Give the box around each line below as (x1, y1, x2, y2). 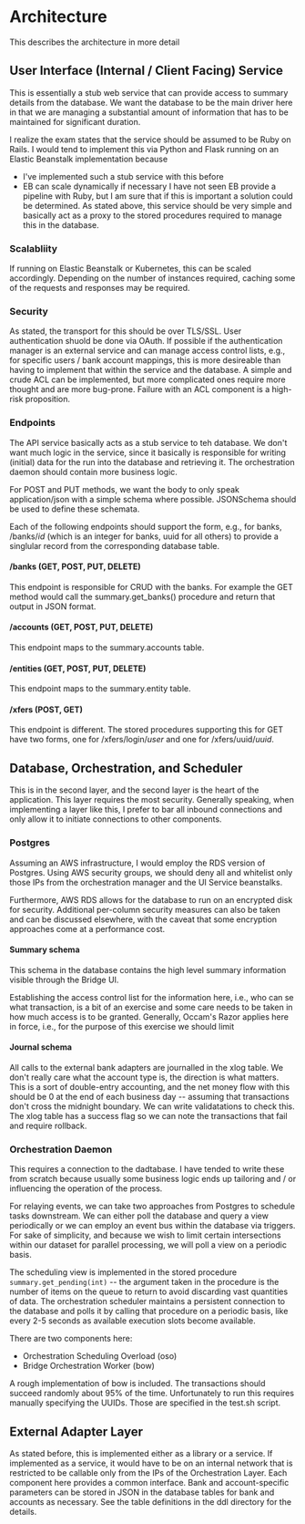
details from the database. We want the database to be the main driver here (9, 97, 293, 108)
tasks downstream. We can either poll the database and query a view (9, 1210, 269, 1221)
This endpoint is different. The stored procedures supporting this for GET (9, 724, 284, 735)
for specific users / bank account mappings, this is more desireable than (9, 355, 281, 366)
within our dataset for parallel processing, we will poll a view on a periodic (9, 1239, 287, 1250)
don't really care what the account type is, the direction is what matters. (9, 1072, 280, 1083)
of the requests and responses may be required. (9, 283, 190, 294)
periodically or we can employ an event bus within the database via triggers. (9, 1220, 296, 1231)
